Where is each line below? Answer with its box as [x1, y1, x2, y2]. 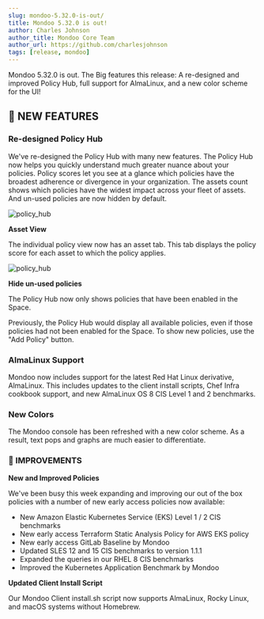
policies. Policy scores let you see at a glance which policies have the [8, 168, 235, 178]
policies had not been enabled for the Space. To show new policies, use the [8, 326, 255, 336]
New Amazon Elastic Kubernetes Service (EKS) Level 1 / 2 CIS [19, 512, 221, 522]
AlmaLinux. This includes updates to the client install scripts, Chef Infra [8, 381, 239, 390]
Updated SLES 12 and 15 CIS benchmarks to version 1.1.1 [19, 545, 203, 555]
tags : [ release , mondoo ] [8, 48, 90, 56]
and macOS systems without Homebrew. [8, 602, 141, 611]
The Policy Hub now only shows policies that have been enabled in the [8, 294, 239, 303]
